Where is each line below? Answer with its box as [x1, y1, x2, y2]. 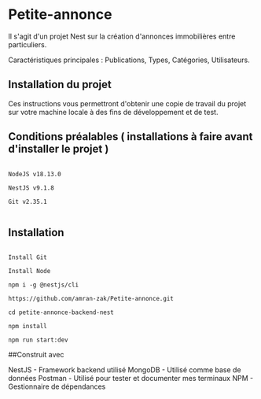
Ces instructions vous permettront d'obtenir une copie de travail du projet [8, 98, 247, 108]
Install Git [8, 253, 47, 261]
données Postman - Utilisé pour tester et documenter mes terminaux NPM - [8, 374, 254, 383]
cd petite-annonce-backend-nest [8, 308, 114, 316]
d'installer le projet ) [8, 142, 109, 156]
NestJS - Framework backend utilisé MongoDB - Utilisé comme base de [8, 365, 241, 375]
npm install [8, 323, 47, 331]
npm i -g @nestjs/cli [8, 281, 79, 289]
